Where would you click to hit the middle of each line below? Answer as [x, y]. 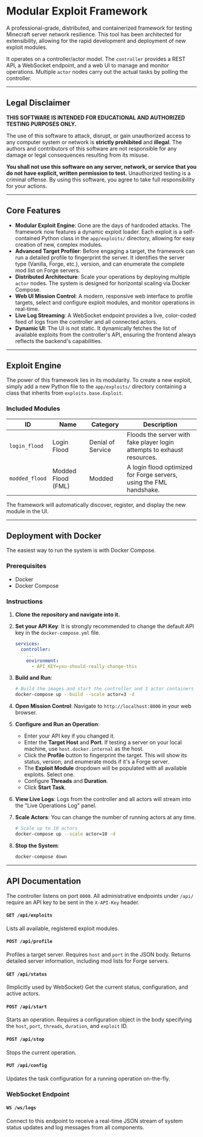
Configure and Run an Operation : [57, 724]
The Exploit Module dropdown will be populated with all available [105, 768]
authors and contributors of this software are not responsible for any [92, 148]
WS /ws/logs [21, 1108]
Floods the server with [158, 434]
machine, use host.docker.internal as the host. [84, 749]
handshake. [143, 490]
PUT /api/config [27, 1066]
